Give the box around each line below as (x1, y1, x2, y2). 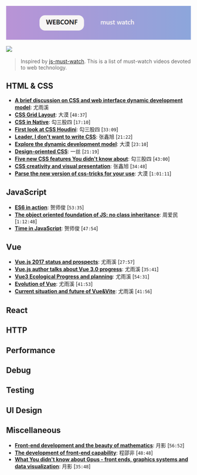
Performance (6, 345, 56, 356)
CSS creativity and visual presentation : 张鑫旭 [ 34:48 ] (14, 162, 148, 170)
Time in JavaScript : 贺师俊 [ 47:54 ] (14, 224, 98, 232)
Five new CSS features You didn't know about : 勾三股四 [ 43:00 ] (14, 155, 170, 162)
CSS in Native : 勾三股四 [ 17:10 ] (14, 118, 91, 125)
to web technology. (20, 64, 67, 71)
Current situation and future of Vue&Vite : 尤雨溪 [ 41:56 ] (14, 288, 152, 295)
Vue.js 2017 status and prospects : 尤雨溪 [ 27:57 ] (14, 258, 135, 265)
